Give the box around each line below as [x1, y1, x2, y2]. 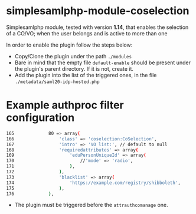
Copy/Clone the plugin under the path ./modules [14, 52, 132, 60]
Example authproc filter [6, 98, 124, 112]
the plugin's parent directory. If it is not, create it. [14, 65, 134, 72]
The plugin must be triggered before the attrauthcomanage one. [14, 202, 168, 209]
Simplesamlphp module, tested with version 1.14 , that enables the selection [6, 24, 189, 31]
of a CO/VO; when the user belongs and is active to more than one [6, 29, 168, 37]
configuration [6, 111, 75, 124]
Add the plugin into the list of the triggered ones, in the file [14, 71, 157, 78]
